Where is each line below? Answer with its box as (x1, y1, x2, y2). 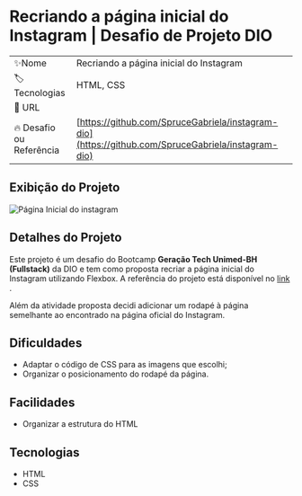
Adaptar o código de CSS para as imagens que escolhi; (22, 359, 227, 370)
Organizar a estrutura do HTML (22, 419, 138, 430)
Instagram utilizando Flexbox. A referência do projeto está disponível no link (9, 272, 290, 284)
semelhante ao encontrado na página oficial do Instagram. (9, 309, 226, 320)
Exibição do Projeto (9, 180, 120, 195)
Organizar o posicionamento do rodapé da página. (22, 368, 209, 379)
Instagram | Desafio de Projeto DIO (9, 25, 273, 46)
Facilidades (9, 394, 75, 410)
